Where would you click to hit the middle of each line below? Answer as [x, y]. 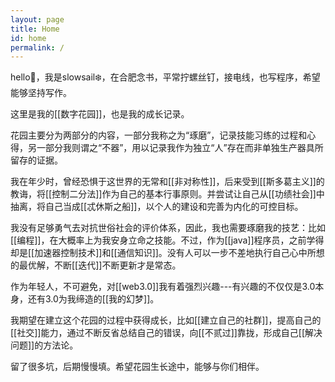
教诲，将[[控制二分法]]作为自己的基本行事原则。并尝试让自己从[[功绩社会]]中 [167, 194]
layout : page [37, 19]
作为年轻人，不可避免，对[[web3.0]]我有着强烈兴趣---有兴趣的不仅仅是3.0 [163, 287]
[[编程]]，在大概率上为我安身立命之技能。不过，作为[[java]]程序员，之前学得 [167, 240]
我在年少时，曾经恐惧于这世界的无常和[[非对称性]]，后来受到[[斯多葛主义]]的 [167, 182]
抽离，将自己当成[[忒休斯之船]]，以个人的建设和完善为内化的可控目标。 [157, 207]
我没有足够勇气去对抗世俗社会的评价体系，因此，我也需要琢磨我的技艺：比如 [168, 228]
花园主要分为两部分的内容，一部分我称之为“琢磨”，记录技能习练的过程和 [159, 135]
